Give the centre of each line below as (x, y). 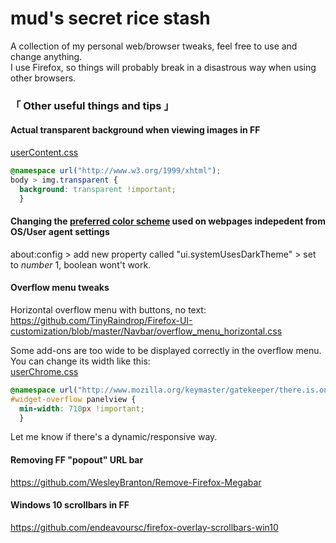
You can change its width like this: (80, 361)
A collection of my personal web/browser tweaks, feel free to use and (154, 46)
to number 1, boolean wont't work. (81, 264)
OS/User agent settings (60, 232)
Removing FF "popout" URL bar (77, 460)
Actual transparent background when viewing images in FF (135, 130)
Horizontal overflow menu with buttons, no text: (108, 309)
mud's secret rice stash (110, 18)
